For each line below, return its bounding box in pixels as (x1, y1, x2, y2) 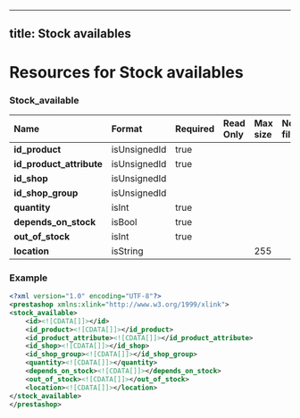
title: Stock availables (9, 26, 132, 41)
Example (9, 272, 48, 284)
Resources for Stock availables (9, 62, 244, 82)
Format (111, 122, 143, 135)
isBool (111, 215, 137, 228)
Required (175, 122, 215, 135)
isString (111, 245, 145, 257)
